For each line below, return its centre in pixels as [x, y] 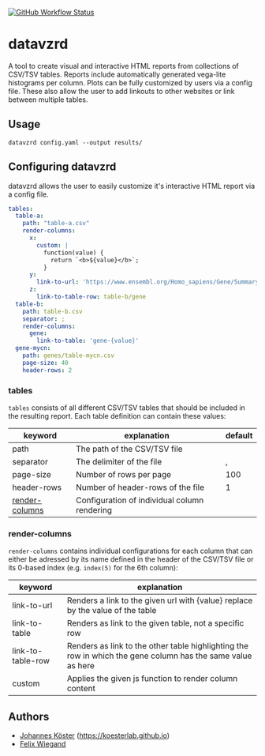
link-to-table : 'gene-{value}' [88, 341]
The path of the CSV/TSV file [129, 449]
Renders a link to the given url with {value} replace [160, 600]
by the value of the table [112, 611]
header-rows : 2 [47, 370]
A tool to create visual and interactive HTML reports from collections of [123, 66]
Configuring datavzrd [62, 167]
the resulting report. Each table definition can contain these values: [117, 416]
